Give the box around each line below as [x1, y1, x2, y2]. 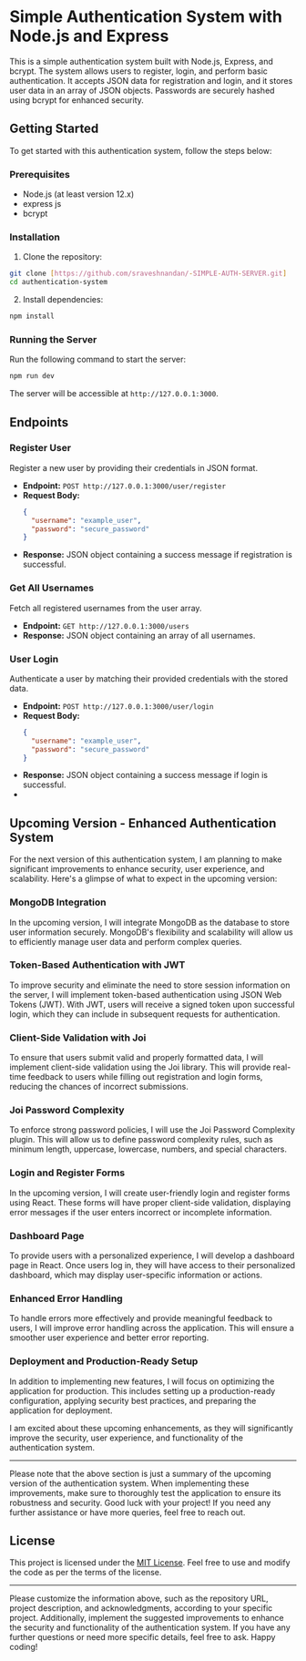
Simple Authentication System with [9, 6, 283, 27]
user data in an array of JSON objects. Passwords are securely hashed [9, 85, 275, 96]
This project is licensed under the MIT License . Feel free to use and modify [9, 1557, 291, 1568]
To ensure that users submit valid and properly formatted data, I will [9, 1052, 264, 1063]
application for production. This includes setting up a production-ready [9, 1385, 276, 1396]
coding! [9, 1642, 38, 1653]
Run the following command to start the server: [9, 354, 187, 365]
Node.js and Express [9, 26, 169, 46]
